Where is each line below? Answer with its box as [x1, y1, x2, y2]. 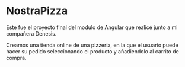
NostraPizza [6, 4, 68, 18]
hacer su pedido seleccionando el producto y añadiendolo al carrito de [6, 47, 179, 55]
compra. [6, 54, 27, 61]
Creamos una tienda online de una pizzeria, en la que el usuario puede [6, 42, 179, 49]
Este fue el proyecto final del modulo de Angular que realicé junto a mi [6, 24, 178, 31]
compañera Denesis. [6, 30, 57, 37]
